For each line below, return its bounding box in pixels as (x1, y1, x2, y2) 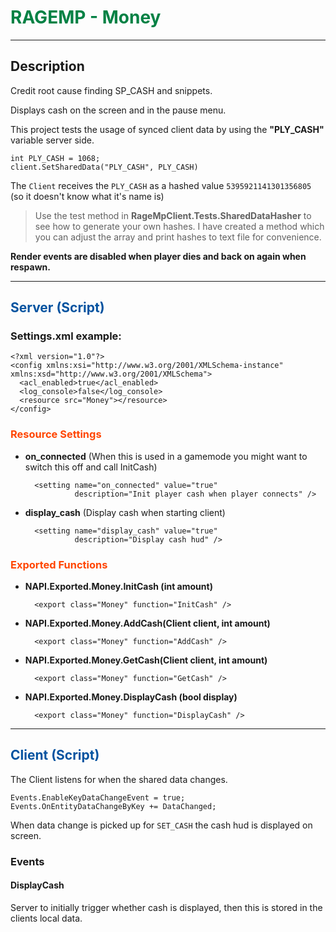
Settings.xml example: (10, 329, 122, 343)
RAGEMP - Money (10, 6, 162, 29)
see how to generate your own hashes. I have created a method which (34, 220, 325, 232)
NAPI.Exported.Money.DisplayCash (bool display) (24, 691, 238, 703)
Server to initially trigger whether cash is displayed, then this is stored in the (10, 901, 323, 913)
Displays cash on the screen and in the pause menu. (10, 104, 227, 116)
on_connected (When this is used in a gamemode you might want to (24, 450, 308, 462)
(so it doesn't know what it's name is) (10, 190, 165, 202)
